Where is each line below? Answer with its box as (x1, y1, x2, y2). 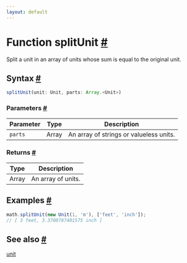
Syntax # (6, 73, 42, 83)
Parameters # (6, 104, 48, 113)
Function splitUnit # (6, 35, 108, 49)
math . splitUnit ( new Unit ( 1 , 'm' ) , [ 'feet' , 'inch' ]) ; (6, 212, 147, 218)
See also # (6, 234, 47, 245)
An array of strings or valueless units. (68, 130, 175, 138)
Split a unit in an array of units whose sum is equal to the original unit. (6, 56, 182, 63)
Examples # (6, 195, 52, 206)
